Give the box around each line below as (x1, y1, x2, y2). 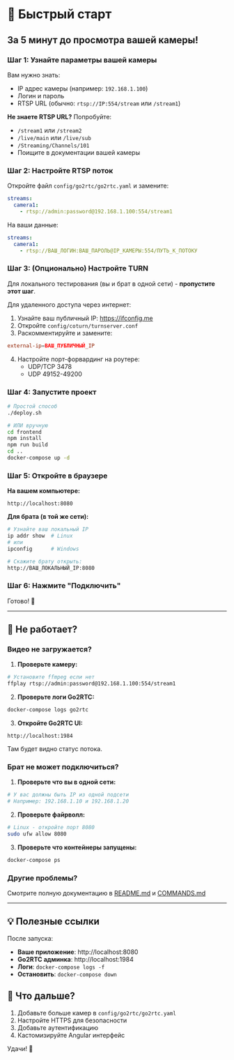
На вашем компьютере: (7, 487, 80, 495)
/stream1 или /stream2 (17, 126, 82, 135)
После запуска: (7, 934, 54, 942)
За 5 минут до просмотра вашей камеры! (7, 34, 198, 46)
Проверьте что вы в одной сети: (17, 778, 116, 787)
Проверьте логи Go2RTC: (17, 693, 95, 702)
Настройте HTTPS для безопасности (17, 1016, 127, 1024)
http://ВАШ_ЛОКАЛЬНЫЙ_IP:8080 (7, 564, 95, 571)
